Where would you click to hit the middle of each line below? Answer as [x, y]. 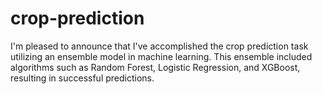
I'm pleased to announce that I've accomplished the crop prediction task [159, 46]
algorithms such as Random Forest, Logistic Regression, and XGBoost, [155, 67]
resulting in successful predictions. [82, 78]
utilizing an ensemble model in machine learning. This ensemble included [161, 56]
